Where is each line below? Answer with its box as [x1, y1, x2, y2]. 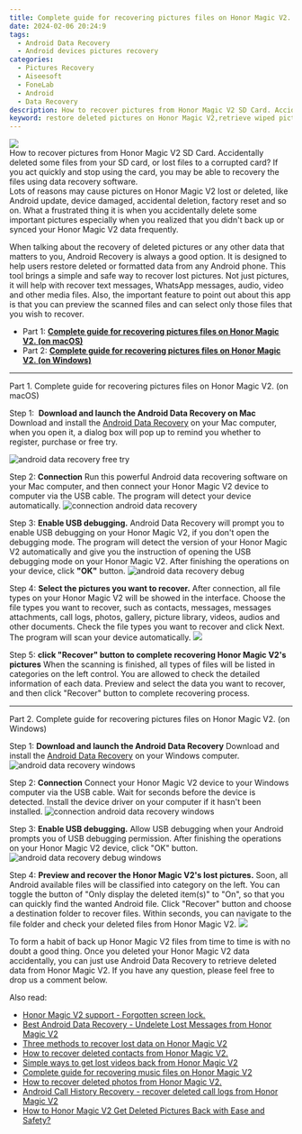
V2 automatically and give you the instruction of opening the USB [9, 546, 252, 557]
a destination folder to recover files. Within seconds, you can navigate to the [9, 908, 292, 919]
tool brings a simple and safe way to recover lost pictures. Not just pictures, [9, 270, 289, 281]
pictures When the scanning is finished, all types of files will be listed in [9, 659, 276, 670]
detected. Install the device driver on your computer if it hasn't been [9, 797, 262, 808]
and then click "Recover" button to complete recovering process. [9, 688, 250, 699]
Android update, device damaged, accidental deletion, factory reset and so [9, 196, 288, 206]
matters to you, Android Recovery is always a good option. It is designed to [9, 251, 288, 262]
